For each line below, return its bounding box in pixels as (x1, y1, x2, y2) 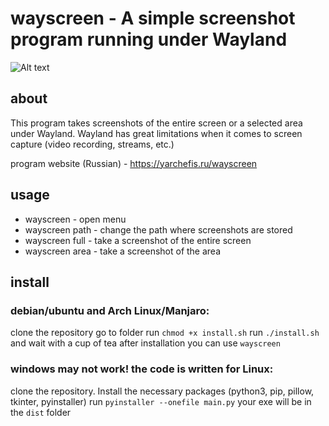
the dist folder (10, 406, 72, 418)
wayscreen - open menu (24, 213, 127, 225)
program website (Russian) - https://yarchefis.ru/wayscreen (10, 157, 258, 169)
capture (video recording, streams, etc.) (10, 138, 175, 150)
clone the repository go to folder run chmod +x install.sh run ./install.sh (10, 327, 320, 339)
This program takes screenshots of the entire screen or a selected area (10, 117, 303, 129)
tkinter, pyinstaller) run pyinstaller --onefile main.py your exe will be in (10, 395, 312, 407)
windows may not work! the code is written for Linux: (10, 362, 274, 376)
